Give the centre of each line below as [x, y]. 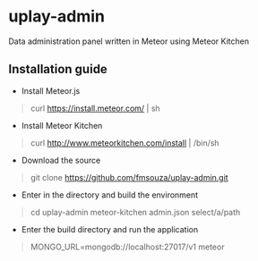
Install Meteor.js [51, 90]
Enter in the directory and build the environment [110, 195]
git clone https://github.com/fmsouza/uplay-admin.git [129, 177]
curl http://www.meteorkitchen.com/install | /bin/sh [125, 143]
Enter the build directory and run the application [110, 229]
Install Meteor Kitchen [62, 125]
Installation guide [58, 69]
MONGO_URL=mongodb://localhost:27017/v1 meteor [127, 247]
